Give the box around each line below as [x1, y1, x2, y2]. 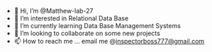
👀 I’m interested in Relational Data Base [13, 14, 129, 22]
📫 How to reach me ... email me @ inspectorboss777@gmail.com [13, 37, 205, 45]
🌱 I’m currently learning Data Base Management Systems [13, 22, 181, 30]
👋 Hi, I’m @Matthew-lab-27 [13, 7, 94, 15]
